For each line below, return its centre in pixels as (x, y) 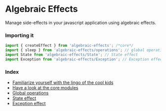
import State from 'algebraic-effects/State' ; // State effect (72, 55)
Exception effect (29, 104)
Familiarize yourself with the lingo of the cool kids (63, 83)
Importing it (20, 35)
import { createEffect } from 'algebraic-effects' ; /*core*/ (69, 46)
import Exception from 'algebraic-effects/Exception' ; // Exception (77, 59)
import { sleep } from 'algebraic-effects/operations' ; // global (75, 50)
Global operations (30, 93)
